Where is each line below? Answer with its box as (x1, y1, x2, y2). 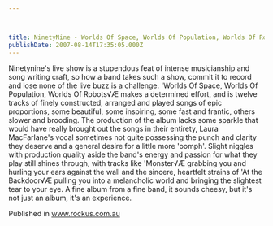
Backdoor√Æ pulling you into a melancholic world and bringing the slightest (8, 176, 262, 185)
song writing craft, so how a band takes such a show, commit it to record (8, 72, 252, 81)
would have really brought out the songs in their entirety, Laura (8, 124, 219, 133)
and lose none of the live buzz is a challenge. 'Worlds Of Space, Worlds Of (8, 80, 258, 90)
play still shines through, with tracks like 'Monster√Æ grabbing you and (8, 158, 246, 167)
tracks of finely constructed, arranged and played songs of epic (8, 98, 222, 107)
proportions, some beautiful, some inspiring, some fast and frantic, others (8, 106, 256, 116)
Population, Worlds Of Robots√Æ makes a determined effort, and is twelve (8, 89, 258, 98)
